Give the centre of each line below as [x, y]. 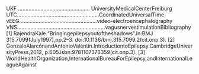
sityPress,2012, [25, 52]
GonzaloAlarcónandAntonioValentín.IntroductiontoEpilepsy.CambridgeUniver [99, 46]
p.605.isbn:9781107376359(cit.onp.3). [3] [95, 52]
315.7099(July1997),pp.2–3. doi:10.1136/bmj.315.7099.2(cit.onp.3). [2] [91, 40]
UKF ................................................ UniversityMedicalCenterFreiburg [89, 9]
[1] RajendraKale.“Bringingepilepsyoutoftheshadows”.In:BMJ [80, 33]
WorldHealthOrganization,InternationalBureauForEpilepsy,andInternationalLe [99, 58]
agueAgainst [22, 65]
